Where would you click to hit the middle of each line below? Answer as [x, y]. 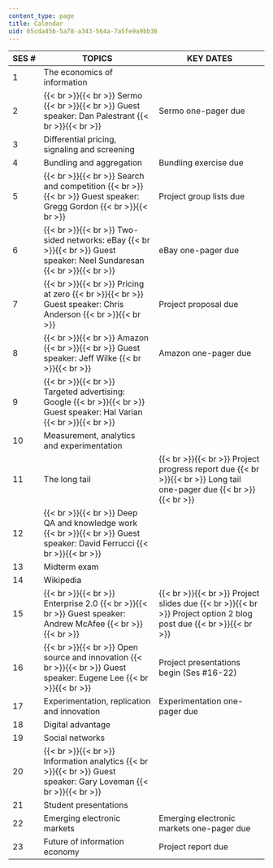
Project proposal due [199, 305]
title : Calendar [36, 24]
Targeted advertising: [84, 392]
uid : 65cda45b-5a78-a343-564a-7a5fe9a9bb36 [83, 31]
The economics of [78, 72]
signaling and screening [89, 150]
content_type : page [41, 16]
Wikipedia [63, 581]
